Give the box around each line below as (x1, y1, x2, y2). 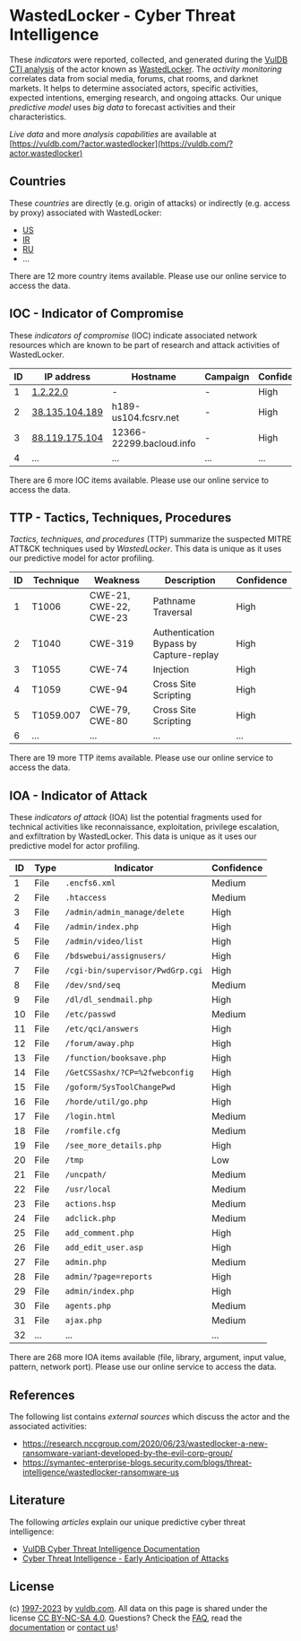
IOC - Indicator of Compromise (9, 306, 184, 321)
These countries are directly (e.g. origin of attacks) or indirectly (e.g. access (9, 197, 291, 208)
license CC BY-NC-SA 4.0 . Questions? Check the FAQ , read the (9, 1612, 243, 1623)
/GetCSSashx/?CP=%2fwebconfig (64, 1068, 194, 1078)
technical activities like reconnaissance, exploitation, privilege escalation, (9, 822, 279, 833)
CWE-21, (89, 589, 131, 602)
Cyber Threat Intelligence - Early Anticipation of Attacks (21, 1553, 229, 1564)
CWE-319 (89, 638, 134, 650)
